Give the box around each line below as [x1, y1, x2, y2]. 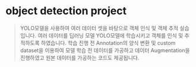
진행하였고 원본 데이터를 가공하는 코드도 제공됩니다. [20, 54, 140, 61]
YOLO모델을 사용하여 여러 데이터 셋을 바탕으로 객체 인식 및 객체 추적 [20, 24, 179, 31]
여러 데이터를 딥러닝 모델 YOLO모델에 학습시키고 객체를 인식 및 [37, 31, 184, 39]
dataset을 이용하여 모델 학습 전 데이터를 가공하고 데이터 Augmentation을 [20, 46, 191, 54]
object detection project [5, 4, 127, 18]
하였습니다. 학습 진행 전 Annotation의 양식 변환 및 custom [40, 39, 176, 46]
